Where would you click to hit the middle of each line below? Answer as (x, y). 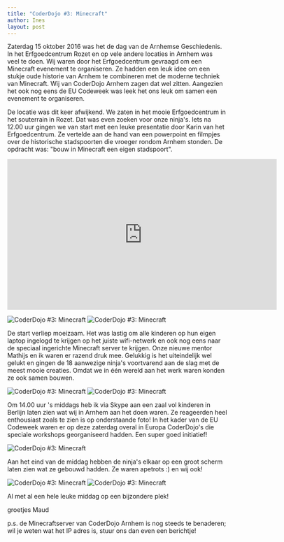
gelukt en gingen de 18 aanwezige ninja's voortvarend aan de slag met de (113, 363)
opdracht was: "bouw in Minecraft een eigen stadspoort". (90, 149)
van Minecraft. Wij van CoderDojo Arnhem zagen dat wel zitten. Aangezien (115, 84)
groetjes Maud (28, 510)
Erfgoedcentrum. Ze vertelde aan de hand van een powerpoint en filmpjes (114, 134)
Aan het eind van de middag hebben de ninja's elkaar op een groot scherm (115, 462)
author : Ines (26, 20)
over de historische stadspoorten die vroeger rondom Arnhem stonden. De (115, 142)
